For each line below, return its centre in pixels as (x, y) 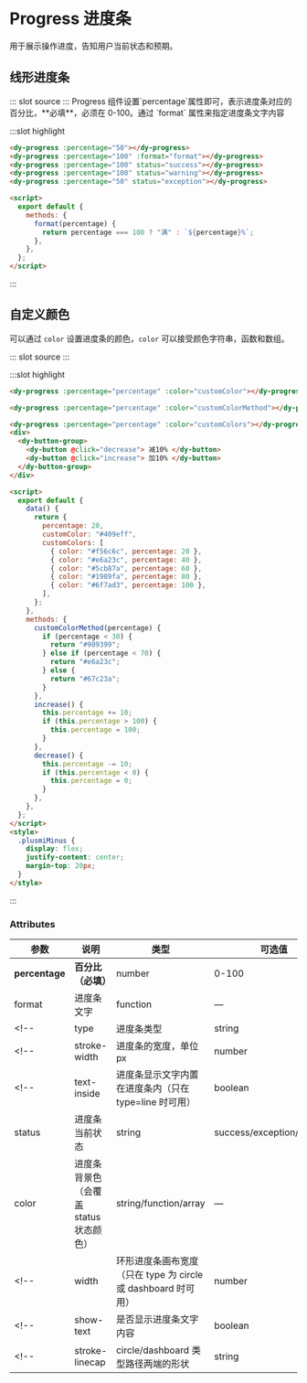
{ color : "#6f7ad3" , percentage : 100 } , (128, 585)
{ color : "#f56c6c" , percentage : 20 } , (126, 551)
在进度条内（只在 (153, 1088)
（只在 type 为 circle (159, 1275)
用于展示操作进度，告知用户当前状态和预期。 (94, 46)
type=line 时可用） (156, 1102)
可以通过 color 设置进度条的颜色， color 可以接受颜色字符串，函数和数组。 (149, 338)
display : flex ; (55, 849)
